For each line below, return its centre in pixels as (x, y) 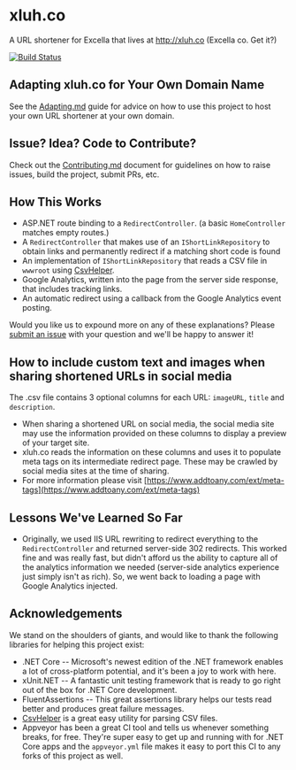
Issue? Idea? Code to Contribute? (103, 144)
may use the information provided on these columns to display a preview (154, 434)
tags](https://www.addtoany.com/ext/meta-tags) (111, 490)
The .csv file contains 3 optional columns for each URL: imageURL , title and (147, 397)
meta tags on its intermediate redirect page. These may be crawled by (150, 462)
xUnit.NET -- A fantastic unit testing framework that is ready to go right (151, 680)
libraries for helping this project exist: (77, 644)
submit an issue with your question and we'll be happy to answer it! (132, 335)
